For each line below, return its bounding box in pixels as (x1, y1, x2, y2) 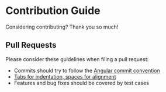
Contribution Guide (5, 4, 101, 17)
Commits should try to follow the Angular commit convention (13, 67, 160, 74)
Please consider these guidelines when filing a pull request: (5, 55, 149, 62)
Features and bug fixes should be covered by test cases (13, 79, 150, 86)
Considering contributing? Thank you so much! (5, 23, 119, 30)
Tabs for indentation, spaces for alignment (13, 73, 116, 80)
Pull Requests (5, 40, 57, 50)
